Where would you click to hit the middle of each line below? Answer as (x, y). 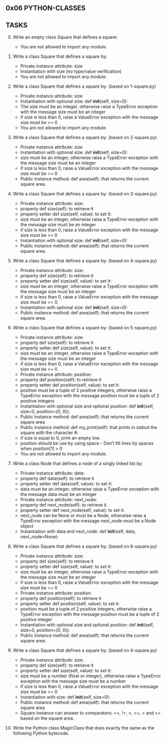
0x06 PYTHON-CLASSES (46, 8)
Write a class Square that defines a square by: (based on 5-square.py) (85, 328)
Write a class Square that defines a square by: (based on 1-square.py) (84, 86)
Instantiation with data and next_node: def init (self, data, (78, 531)
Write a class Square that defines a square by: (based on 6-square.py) (85, 546)
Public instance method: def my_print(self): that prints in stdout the (89, 428)
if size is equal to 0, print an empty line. (60, 438)
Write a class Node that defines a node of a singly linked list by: (78, 463)
